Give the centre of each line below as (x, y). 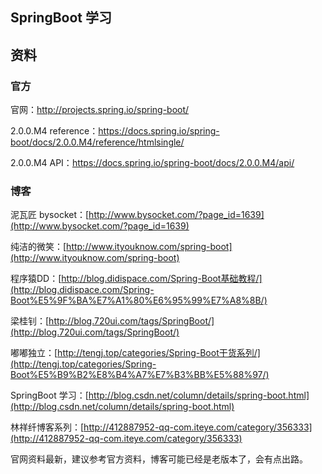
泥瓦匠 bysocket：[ (50, 215)
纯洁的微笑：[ (38, 247)
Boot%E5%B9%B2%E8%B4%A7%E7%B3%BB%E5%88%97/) (140, 375)
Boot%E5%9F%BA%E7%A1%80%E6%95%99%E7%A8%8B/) (139, 300)
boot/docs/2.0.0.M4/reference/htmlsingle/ (97, 142)
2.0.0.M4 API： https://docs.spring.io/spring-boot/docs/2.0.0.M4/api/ (152, 163)
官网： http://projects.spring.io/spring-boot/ (100, 110)
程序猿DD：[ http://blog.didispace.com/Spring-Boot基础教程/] (136, 279)
